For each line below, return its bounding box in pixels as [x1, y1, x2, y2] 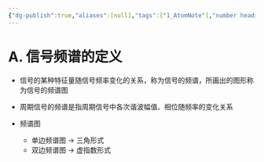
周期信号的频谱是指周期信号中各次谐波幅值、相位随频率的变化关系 [19, 101, 233, 111]
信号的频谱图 [26, 85, 68, 94]
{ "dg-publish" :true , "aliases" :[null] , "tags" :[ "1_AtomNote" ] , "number [8, 11, 237, 20]
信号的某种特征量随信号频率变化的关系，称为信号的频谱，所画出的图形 [19, 75, 247, 85]
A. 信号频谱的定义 [8, 48, 123, 65]
